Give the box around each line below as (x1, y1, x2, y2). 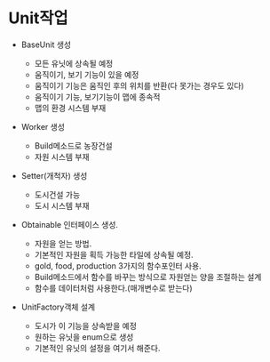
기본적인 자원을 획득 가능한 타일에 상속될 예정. (34, 249, 194, 260)
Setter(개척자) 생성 (20, 170, 88, 181)
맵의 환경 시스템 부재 (34, 102, 107, 113)
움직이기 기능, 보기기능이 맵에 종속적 (34, 91, 161, 102)
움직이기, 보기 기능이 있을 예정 (34, 68, 139, 80)
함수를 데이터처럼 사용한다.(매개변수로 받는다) (34, 282, 193, 294)
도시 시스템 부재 (34, 200, 90, 211)
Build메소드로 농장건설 (34, 140, 113, 151)
